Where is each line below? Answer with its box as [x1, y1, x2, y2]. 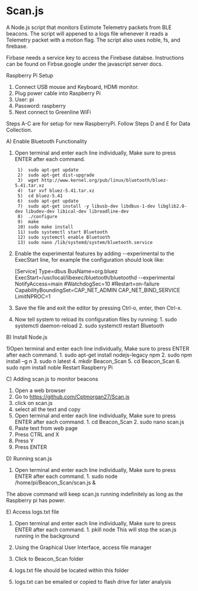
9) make [17, 219, 40, 224]
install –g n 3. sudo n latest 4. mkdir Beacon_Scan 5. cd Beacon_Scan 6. [6, 357, 181, 365]
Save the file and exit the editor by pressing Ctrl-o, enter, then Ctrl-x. [14, 304, 182, 311]
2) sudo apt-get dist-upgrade [17, 172, 95, 178]
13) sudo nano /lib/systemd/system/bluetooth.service [17, 239, 153, 245]
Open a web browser [14, 387, 66, 394]
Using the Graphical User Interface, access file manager [14, 544, 152, 551]
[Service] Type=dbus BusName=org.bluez [14, 268, 118, 275]
